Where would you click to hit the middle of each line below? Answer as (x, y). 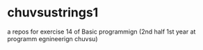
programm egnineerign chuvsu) (52, 38)
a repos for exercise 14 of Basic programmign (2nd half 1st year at (101, 32)
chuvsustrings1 (53, 13)
